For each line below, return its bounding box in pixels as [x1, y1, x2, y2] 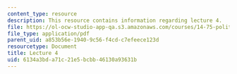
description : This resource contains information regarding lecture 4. [7, 17, 222, 24]
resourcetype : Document [7, 43, 78, 50]
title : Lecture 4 [7, 50, 59, 57]
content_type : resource [7, 10, 78, 18]
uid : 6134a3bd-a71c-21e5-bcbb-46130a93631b [7, 56, 138, 63]
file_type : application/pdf [7, 30, 90, 37]
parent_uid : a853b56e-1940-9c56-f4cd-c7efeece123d [7, 37, 159, 44]
